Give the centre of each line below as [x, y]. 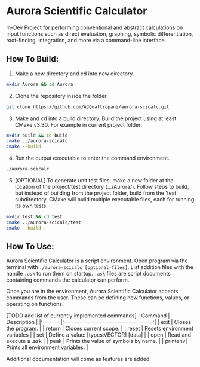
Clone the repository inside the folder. [61, 96]
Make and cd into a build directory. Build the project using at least [96, 118]
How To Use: [30, 247]
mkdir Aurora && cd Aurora [40, 84]
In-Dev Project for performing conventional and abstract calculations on [95, 27]
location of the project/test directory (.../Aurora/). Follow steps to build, [102, 187]
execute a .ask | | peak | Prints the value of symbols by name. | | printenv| [97, 341]
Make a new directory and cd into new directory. [74, 74]
